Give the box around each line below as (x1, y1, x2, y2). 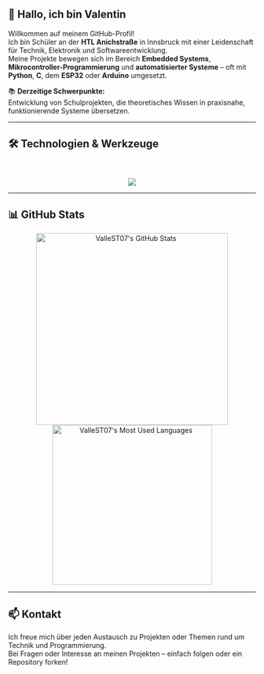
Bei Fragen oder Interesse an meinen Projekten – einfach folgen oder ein (8, 649, 243, 658)
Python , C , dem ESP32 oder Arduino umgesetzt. (8, 70, 167, 80)
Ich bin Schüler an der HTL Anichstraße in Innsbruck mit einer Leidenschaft (8, 37, 254, 46)
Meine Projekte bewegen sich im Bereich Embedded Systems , (8, 54, 211, 63)
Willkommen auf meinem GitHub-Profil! (8, 28, 135, 38)
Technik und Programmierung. (8, 641, 107, 650)
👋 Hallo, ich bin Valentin (8, 8, 126, 21)
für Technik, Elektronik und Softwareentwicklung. (8, 45, 168, 55)
